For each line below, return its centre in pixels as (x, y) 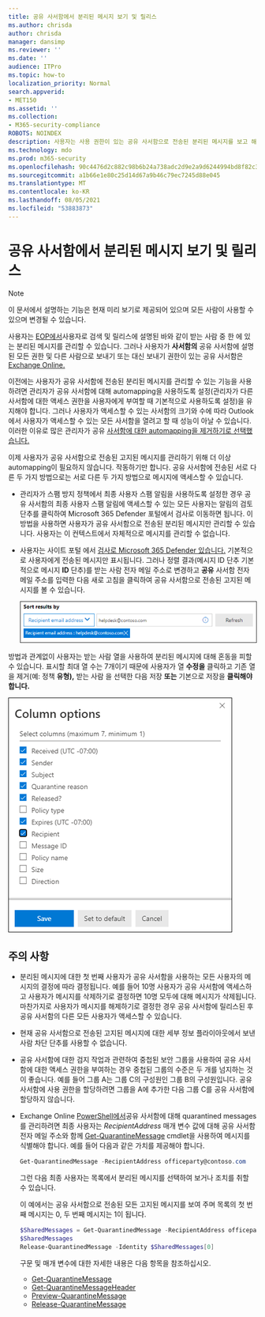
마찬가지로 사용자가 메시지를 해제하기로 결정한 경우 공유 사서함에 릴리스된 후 (136, 1006)
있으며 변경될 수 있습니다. (47, 319)
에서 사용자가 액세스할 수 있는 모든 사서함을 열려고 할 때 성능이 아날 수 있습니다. (130, 421)
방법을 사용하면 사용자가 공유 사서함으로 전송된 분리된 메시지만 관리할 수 (130, 523)
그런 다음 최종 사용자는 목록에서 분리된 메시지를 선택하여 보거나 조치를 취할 (134, 1178)
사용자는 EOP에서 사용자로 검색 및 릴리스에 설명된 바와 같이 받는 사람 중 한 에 (125, 336)
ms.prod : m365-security (47, 158)
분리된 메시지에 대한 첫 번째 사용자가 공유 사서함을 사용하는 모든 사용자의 (131, 977)
